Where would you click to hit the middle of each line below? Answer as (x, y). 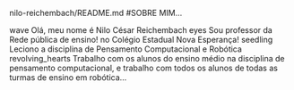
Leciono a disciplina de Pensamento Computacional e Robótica (125, 49)
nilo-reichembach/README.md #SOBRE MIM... (96, 13)
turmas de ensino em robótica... (68, 78)
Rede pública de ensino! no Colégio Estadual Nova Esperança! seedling (141, 40)
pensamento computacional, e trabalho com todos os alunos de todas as (143, 68)
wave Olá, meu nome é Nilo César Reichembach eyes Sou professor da (141, 30)
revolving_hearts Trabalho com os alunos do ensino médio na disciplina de (147, 58)
